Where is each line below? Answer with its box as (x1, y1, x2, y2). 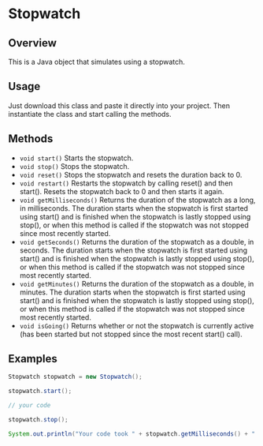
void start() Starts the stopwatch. (19, 153, 134, 163)
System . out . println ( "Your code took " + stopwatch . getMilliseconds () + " (8, 429, 256, 438)
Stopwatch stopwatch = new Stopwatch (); (8, 373, 143, 381)
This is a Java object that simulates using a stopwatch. (8, 57, 185, 66)
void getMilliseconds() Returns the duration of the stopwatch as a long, (19, 195, 256, 204)
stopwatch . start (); (8, 388, 72, 395)
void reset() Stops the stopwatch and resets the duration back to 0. (19, 170, 243, 179)
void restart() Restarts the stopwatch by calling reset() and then (19, 178, 234, 188)
